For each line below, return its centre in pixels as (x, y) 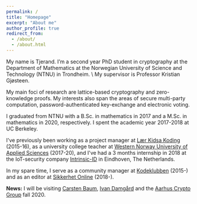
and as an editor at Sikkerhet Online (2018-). (60, 177)
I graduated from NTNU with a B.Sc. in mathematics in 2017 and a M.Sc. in (97, 116)
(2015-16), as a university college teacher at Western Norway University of (97, 146)
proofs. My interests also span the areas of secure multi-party (110, 98)
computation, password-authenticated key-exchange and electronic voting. (98, 104)
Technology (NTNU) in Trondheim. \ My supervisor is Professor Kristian (93, 74)
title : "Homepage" (29, 17)
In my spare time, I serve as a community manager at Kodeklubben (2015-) (97, 170)
